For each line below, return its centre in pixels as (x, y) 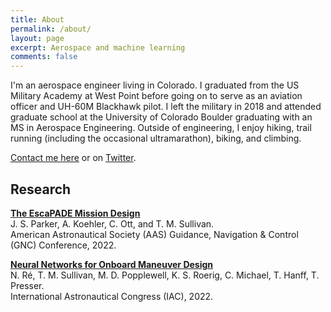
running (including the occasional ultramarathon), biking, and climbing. (156, 138)
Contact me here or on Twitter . (73, 158)
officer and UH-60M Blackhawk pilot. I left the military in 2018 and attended (166, 107)
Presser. (27, 285)
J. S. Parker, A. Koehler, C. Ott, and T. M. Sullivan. (112, 223)
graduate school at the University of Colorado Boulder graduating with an (161, 117)
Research (41, 189)
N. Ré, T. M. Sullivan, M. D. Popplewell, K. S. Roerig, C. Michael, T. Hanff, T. (165, 275)
